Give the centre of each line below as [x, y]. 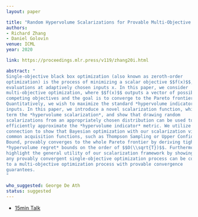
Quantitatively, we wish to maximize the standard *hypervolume [87, 104]
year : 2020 [19, 50]
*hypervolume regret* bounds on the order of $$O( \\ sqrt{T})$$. [87, 148]
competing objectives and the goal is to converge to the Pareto [88, 98]
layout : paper [24, 11]
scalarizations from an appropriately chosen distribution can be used [96, 120]
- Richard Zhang [26, 33]
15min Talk [27, 208]
